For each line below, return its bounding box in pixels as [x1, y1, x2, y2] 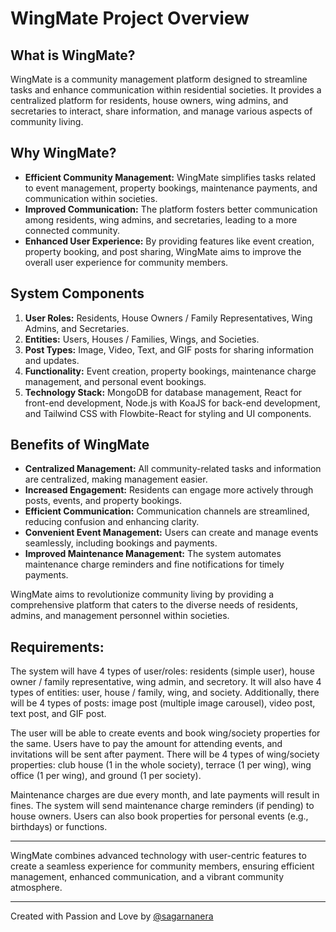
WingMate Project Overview [10, 7, 250, 30]
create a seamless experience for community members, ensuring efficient [10, 860, 315, 872]
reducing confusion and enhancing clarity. [24, 516, 200, 528]
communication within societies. [24, 192, 158, 204]
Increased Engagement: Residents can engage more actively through [24, 484, 314, 496]
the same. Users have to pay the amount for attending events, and [10, 738, 283, 750]
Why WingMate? [10, 145, 117, 162]
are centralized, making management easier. [24, 473, 208, 486]
